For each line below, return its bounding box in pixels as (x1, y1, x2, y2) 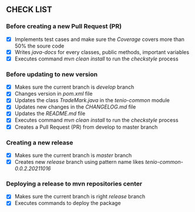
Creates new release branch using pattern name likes (14, 158, 144, 165)
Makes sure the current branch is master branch (14, 152, 132, 159)
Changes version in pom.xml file (14, 90, 93, 97)
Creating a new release (6, 138, 73, 146)
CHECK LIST (6, 5, 52, 15)
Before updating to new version (6, 70, 98, 78)
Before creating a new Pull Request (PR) (6, 22, 122, 31)
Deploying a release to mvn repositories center (6, 179, 143, 187)
